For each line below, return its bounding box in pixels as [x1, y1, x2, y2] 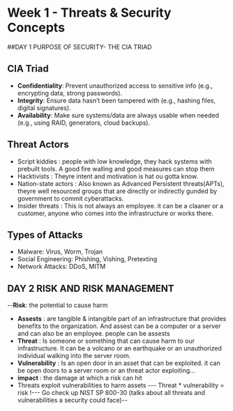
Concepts [7, 20, 65, 36]
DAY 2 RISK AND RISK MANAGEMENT [7, 282, 174, 294]
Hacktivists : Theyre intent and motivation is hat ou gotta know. [17, 172, 199, 180]
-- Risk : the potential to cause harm [7, 301, 108, 309]
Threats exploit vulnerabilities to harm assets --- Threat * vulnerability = [17, 381, 225, 389]
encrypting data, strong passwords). [17, 88, 123, 97]
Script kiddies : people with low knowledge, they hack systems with [17, 157, 212, 165]
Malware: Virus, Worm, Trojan [17, 247, 103, 256]
